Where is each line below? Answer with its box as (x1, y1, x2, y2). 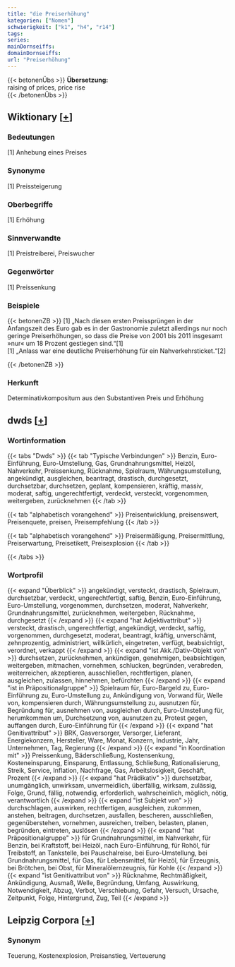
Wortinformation (7, 436, 66, 445)
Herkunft (7, 378, 39, 388)
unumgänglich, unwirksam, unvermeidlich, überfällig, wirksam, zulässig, (7, 781, 217, 790)
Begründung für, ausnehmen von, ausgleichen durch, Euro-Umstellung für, (7, 707, 224, 715)
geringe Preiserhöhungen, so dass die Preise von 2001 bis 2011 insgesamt (7, 331, 223, 340)
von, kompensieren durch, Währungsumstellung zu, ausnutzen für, (7, 699, 201, 707)
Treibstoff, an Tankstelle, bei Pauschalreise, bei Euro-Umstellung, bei (7, 848, 207, 858)
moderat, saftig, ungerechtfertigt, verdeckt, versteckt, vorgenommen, (7, 488, 210, 498)
